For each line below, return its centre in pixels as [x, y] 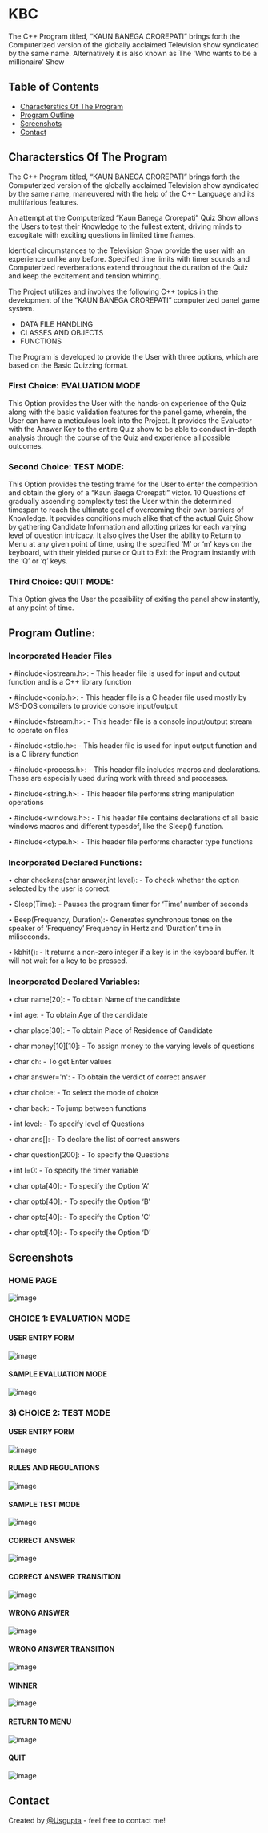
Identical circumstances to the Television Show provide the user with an [127, 250]
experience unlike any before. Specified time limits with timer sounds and [129, 258]
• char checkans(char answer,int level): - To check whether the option [124, 880]
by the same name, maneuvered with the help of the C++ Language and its [132, 193]
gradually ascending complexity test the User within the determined [120, 502]
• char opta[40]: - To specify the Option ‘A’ [79, 1185]
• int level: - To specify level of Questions [76, 1124]
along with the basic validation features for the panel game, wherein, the [128, 412]
